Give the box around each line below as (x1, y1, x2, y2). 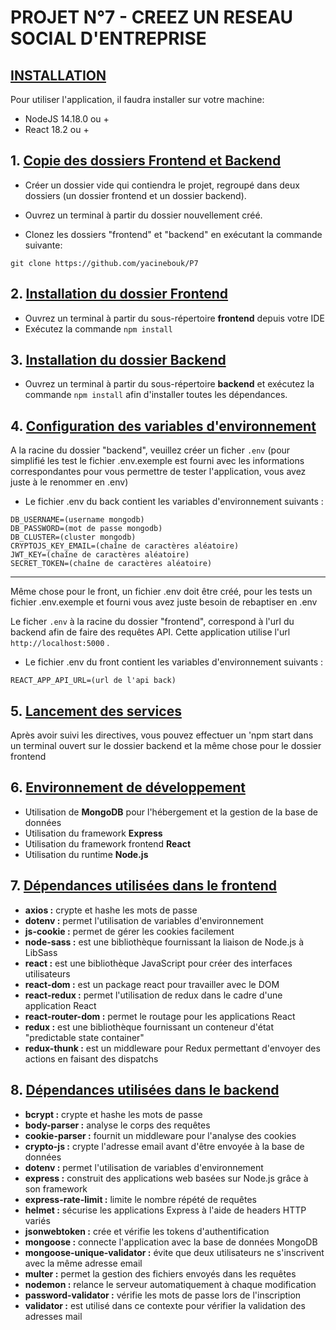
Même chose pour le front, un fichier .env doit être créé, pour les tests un (10, 586, 313, 598)
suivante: (24, 239, 63, 251)
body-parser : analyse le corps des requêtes (24, 1119, 211, 1131)
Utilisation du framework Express (24, 827, 163, 839)
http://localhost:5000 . (10, 637, 110, 649)
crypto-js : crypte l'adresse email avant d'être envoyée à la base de (24, 1140, 305, 1152)
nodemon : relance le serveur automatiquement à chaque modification (24, 1278, 317, 1290)
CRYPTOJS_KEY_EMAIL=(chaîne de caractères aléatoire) (10, 541, 240, 551)
